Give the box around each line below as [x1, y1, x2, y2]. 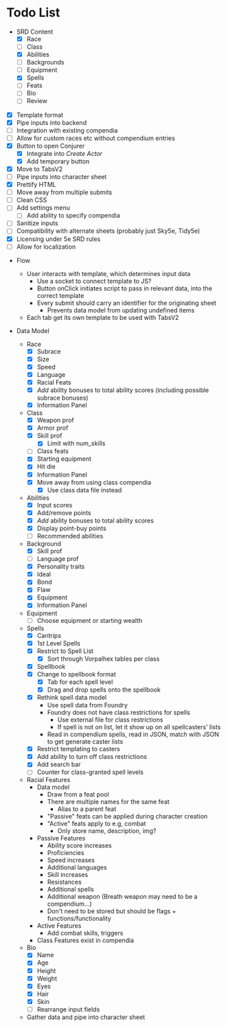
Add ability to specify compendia [26, 212, 121, 220]
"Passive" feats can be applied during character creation [47, 812, 208, 821]
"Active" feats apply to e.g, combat [47, 819, 146, 828]
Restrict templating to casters [36, 745, 121, 753]
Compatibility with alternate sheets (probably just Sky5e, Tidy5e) [16, 227, 201, 235]
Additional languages [47, 863, 107, 871]
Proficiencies [47, 849, 84, 857]
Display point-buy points [36, 524, 107, 532]
